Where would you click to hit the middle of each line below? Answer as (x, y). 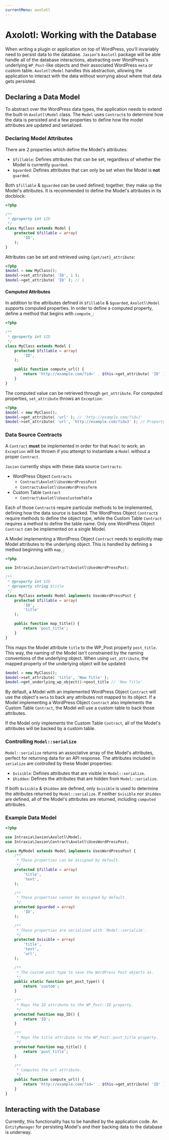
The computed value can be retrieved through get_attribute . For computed (84, 393)
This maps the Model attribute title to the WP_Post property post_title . (81, 647)
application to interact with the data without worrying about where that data (83, 76)
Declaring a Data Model (43, 97)
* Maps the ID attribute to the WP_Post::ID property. (75, 1005)
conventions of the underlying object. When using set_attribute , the (77, 658)
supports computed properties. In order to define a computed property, (79, 308)
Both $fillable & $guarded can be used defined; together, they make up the (83, 185)
